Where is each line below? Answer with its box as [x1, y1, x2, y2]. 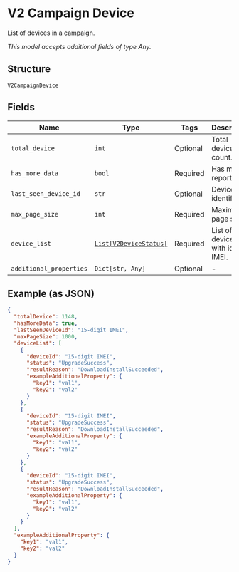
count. [211, 152, 233, 162]
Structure [7, 63, 51, 76]
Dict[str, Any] [94, 264, 146, 272]
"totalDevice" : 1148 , [14, 313, 78, 321]
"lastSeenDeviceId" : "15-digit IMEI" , [14, 326, 129, 333]
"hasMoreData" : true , [14, 320, 78, 327]
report [211, 172, 233, 182]
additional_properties [11, 264, 87, 272]
